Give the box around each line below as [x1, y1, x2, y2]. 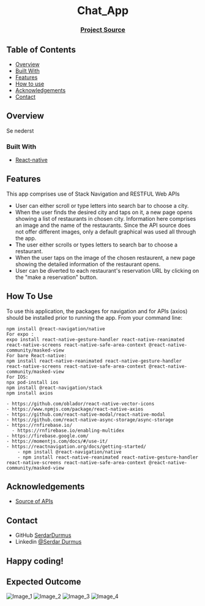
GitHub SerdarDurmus [15, 531, 72, 539]
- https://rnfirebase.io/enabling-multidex [12, 427, 124, 434]
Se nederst [6, 127, 34, 135]
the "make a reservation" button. [15, 273, 98, 281]
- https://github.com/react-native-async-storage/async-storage [6, 416, 174, 423]
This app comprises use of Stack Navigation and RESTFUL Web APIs [6, 190, 180, 198]
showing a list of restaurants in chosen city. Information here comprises [15, 215, 196, 222]
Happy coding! [6, 556, 64, 566]
